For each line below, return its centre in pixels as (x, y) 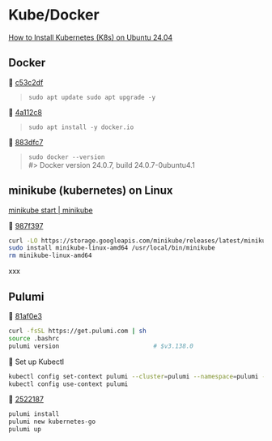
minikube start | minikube (51, 210)
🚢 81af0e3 (25, 316)
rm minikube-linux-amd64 (50, 256)
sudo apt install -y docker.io (81, 127)
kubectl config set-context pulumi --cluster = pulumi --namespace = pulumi (134, 376)
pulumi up (25, 430)
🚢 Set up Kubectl (36, 362)
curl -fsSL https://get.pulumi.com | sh (78, 331)
